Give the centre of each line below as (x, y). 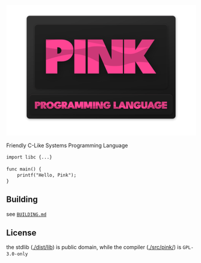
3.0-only (17, 254)
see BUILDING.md (26, 214)
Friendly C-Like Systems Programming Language (67, 145)
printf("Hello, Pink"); (47, 175)
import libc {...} (29, 157)
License (21, 233)
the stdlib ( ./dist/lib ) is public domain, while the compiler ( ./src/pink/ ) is (94, 247)
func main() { (24, 169)
